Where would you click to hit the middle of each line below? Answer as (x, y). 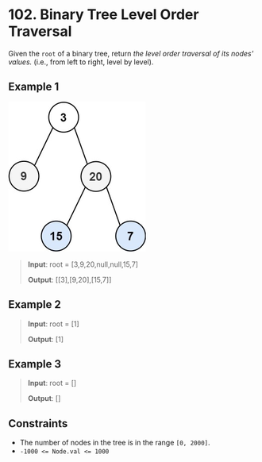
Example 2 (35, 304)
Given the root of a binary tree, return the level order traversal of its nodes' (131, 53)
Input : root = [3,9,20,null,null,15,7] (83, 264)
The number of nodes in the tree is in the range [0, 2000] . (115, 443)
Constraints (38, 423)
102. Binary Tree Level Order (104, 15)
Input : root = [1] (53, 324)
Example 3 (35, 364)
